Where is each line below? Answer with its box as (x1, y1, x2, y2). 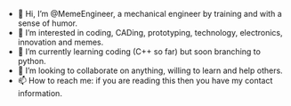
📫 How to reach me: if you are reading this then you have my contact (17, 76, 273, 86)
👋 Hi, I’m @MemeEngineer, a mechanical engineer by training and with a (17, 9, 282, 19)
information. (17, 88, 62, 98)
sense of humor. (17, 18, 78, 29)
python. (17, 56, 46, 66)
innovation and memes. (17, 37, 104, 47)
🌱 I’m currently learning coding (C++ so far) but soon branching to (17, 46, 261, 57)
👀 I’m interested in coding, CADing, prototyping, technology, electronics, (17, 28, 283, 37)
